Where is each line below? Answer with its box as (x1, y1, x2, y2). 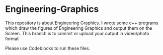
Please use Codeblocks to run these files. (5, 45, 90, 51)
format (5, 36, 19, 42)
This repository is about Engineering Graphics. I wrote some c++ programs (5, 20, 159, 26)
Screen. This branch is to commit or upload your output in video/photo (5, 30, 150, 36)
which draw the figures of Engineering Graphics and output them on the (5, 25, 153, 31)
